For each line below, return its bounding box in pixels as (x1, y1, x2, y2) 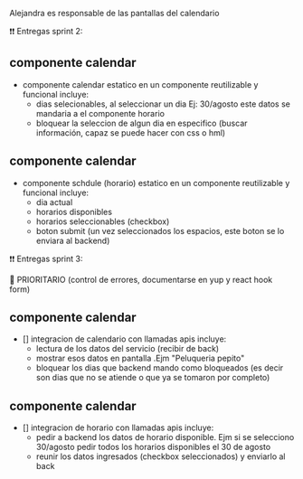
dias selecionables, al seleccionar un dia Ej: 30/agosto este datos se (35, 99, 291, 109)
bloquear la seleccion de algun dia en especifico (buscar (35, 117, 248, 128)
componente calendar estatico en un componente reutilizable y (22, 79, 259, 89)
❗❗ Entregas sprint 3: (9, 253, 83, 264)
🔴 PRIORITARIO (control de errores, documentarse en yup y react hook (9, 274, 273, 285)
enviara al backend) (35, 235, 110, 246)
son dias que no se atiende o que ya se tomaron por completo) (35, 372, 270, 383)
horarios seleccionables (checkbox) (35, 216, 170, 227)
